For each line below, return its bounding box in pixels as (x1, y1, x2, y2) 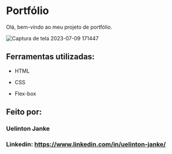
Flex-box (14, 90, 36, 97)
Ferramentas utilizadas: (6, 52, 95, 62)
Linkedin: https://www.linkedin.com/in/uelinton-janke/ (6, 140, 166, 148)
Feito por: (6, 107, 42, 117)
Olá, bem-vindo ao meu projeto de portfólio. (6, 23, 113, 30)
